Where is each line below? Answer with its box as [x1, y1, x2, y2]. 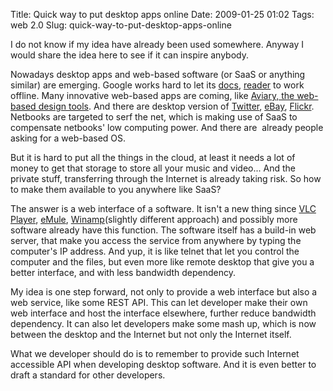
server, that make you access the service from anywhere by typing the [10, 235, 302, 246]
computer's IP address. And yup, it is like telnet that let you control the [10, 245, 300, 257]
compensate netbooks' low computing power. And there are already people [10, 122, 324, 133]
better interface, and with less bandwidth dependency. [10, 267, 236, 278]
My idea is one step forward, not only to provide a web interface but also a [10, 286, 318, 298]
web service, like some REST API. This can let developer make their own [10, 297, 308, 308]
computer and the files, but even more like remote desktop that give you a [10, 256, 315, 268]
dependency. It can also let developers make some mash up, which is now [10, 318, 317, 329]
